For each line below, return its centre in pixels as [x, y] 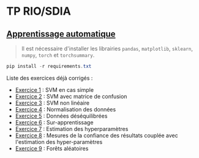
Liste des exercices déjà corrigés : [50, 78]
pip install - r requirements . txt [49, 66]
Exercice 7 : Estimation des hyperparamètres [72, 129]
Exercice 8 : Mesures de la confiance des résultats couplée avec [97, 135]
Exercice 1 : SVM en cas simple [54, 89]
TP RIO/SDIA [39, 11]
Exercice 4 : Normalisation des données [66, 109]
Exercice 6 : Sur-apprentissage [54, 122]
